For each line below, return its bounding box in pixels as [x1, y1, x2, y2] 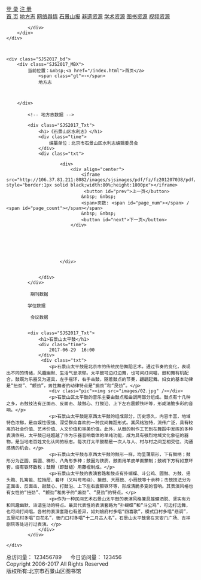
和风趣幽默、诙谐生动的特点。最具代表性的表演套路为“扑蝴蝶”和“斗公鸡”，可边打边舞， [6, 502, 191, 508]
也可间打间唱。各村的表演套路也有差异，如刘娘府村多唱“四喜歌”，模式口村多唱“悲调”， [6, 509, 191, 515]
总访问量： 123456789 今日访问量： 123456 [6, 554, 122, 560]
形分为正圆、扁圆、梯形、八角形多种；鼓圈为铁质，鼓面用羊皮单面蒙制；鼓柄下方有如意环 [6, 458, 193, 464]
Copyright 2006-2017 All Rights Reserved [6, 560, 109, 567]
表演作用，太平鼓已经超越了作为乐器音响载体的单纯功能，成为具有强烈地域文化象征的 [6, 432, 184, 438]
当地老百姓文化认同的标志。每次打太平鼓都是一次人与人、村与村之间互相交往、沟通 [19, 439, 193, 445]
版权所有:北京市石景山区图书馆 [6, 567, 82, 575]
